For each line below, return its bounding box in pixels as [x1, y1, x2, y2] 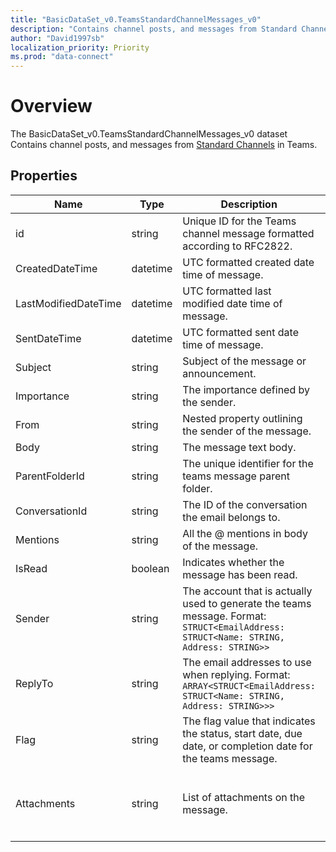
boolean [131, 561, 170, 575]
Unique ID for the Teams [182, 214, 297, 228]
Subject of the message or [182, 354, 307, 368]
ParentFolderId [15, 469, 85, 483]
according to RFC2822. [182, 239, 293, 253]
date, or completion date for [182, 739, 313, 753]
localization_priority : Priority [10, 42, 150, 53]
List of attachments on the [182, 790, 306, 804]
